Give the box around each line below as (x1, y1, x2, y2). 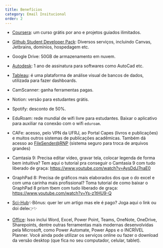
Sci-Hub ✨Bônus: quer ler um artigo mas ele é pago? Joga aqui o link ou (12, 200, 157, 206)
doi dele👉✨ (12, 206, 37, 211)
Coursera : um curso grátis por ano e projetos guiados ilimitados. (12, 30, 141, 36)
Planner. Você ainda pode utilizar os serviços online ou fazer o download (12, 232, 158, 238)
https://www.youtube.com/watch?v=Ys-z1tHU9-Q (12, 191, 112, 196)
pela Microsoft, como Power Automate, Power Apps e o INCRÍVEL (12, 227, 144, 233)
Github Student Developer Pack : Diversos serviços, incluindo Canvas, (12, 39, 152, 45)
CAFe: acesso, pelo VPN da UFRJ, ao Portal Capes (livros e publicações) (12, 130, 158, 136)
